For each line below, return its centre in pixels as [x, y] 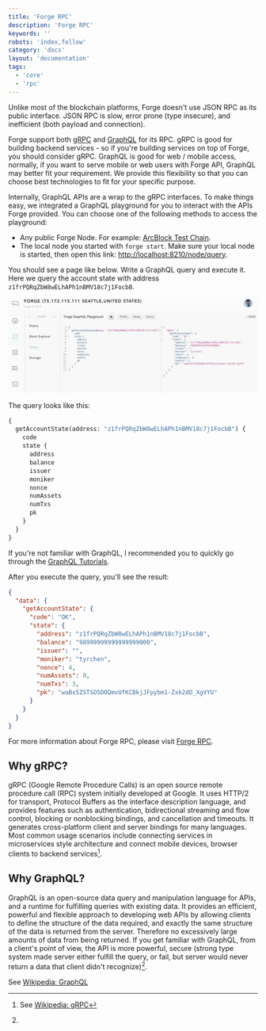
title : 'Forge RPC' [40, 17]
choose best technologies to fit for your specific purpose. [102, 181]
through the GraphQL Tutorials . [59, 561]
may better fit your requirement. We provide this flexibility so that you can [128, 173]
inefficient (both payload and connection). [77, 124]
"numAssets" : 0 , [63, 676]
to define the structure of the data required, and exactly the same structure [131, 922]
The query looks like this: [49, 405]
